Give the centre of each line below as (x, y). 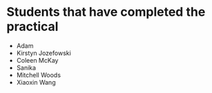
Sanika (26, 68)
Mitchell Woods (39, 75)
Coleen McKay (37, 60)
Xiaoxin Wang (36, 82)
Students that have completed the (106, 12)
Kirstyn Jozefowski (44, 53)
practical (32, 27)
